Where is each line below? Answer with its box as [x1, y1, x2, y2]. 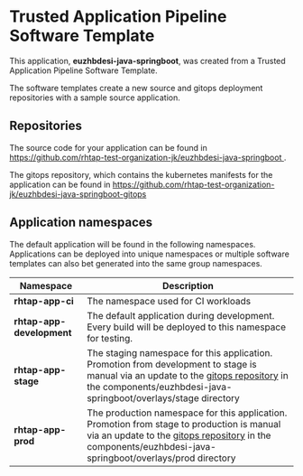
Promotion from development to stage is [87, 358, 257, 370]
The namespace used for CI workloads [87, 294, 252, 307]
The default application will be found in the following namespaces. [9, 238, 256, 249]
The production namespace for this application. [87, 406, 288, 419]
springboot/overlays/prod [87, 452, 196, 464]
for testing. [87, 331, 133, 344]
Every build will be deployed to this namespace [87, 321, 287, 333]
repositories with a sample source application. [9, 92, 180, 103]
